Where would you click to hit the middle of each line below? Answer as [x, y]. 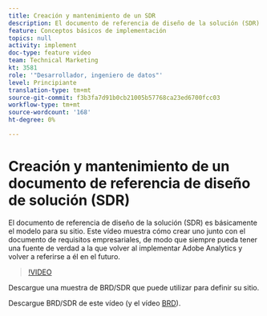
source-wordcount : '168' [50, 113]
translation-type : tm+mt [50, 90]
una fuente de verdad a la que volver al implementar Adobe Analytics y [125, 248]
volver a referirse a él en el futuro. [64, 256]
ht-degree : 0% [32, 120]
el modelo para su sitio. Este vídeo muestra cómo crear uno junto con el [127, 231]
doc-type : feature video [50, 53]
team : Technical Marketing [53, 61]
